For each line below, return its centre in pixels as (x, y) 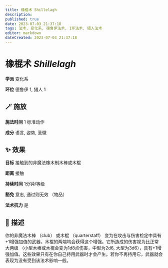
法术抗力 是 (17, 205)
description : (19, 14)
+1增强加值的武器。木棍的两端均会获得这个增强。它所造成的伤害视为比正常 (82, 242)
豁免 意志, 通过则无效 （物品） (36, 194)
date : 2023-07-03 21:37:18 (33, 24)
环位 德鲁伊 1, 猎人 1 (25, 89)
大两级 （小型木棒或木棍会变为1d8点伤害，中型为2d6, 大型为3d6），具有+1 (81, 248)
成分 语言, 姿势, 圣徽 (26, 132)
